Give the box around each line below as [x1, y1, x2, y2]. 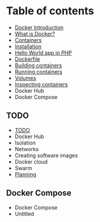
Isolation [14, 139, 36, 146]
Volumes [14, 74, 37, 82]
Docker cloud [14, 158, 48, 165]
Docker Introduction [14, 24, 64, 31]
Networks [14, 145, 39, 152]
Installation [14, 43, 42, 50]
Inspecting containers [14, 80, 68, 87]
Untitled [14, 210, 34, 217]
